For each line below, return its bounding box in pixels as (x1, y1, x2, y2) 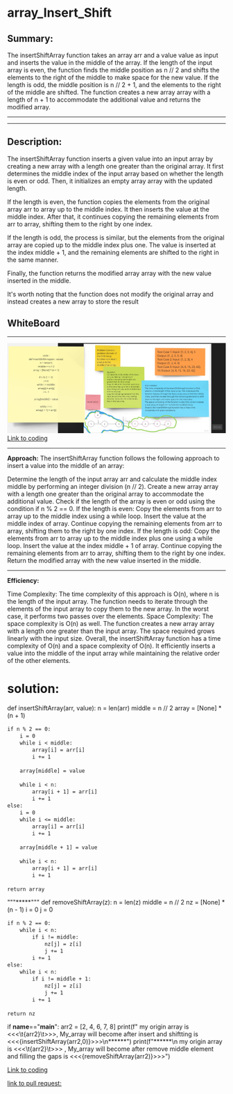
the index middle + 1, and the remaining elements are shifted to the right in (7, 248, 220, 256)
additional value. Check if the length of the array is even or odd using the (7, 497, 216, 506)
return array (7, 886, 45, 893)
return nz (7, 1010, 36, 1017)
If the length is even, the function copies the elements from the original (7, 197, 210, 206)
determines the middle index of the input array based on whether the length (7, 169, 224, 178)
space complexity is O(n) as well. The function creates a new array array (7, 620, 215, 628)
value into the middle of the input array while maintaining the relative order (7, 649, 220, 657)
